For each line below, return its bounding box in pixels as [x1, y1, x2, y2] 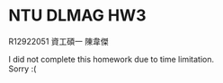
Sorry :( [8, 63, 37, 74]
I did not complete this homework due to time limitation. [8, 54, 215, 64]
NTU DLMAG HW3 [8, 5, 147, 26]
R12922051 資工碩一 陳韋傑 [8, 36, 109, 46]
